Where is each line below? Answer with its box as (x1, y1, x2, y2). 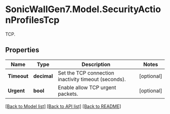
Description (81, 61, 110, 68)
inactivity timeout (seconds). (58, 75, 126, 83)
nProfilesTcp (5, 14, 60, 26)
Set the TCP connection (58, 69, 115, 77)
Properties (5, 46, 39, 54)
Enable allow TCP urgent (58, 84, 116, 91)
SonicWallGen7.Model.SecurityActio (5, 4, 161, 15)
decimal (33, 72, 53, 80)
